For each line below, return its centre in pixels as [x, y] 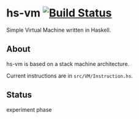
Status [19, 95]
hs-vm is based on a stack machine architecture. [68, 63]
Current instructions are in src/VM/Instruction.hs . [70, 76]
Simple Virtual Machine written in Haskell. [59, 30]
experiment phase [29, 109]
